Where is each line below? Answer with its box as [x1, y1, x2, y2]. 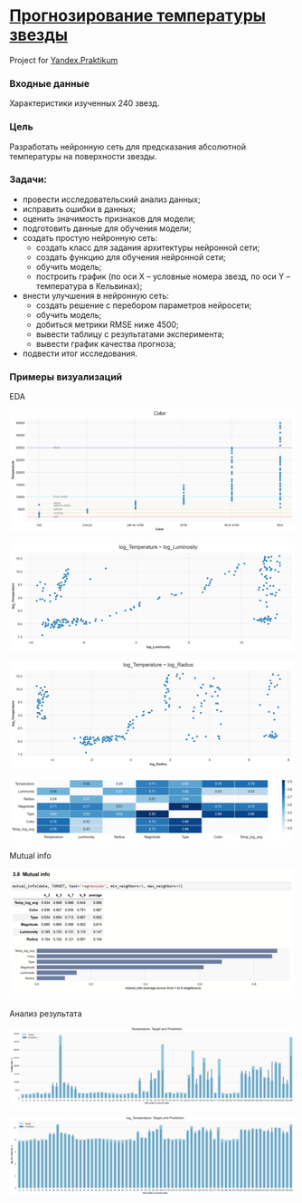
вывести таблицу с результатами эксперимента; [35, 328, 225, 340]
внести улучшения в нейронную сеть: [22, 290, 170, 301]
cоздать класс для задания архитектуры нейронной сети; [35, 242, 260, 253]
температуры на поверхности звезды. [9, 150, 157, 161]
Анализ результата [9, 1007, 82, 1019]
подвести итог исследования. [22, 348, 138, 359]
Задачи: [9, 173, 47, 186]
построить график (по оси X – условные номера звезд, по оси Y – [35, 271, 291, 282]
